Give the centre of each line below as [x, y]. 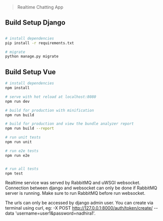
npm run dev [17, 101]
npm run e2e [17, 155]
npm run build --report [30, 129]
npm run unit [19, 142]
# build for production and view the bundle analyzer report [70, 124]
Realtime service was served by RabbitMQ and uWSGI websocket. [73, 183]
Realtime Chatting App [40, 7]
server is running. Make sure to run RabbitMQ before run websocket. [75, 193]
